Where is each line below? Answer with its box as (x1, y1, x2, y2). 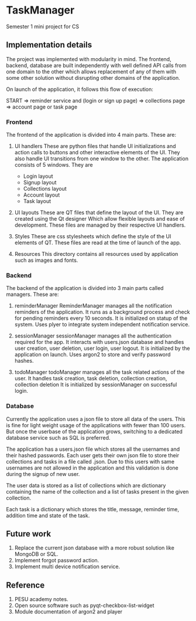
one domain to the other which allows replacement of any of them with (6, 68, 177, 75)
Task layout (23, 198, 51, 205)
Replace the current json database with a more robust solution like (14, 544, 174, 552)
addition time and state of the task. (6, 512, 90, 519)
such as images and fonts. (14, 256, 78, 264)
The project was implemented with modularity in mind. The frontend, (6, 55, 171, 62)
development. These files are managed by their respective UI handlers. (14, 221, 186, 229)
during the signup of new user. (6, 470, 80, 477)
